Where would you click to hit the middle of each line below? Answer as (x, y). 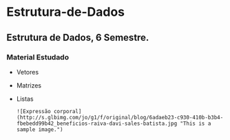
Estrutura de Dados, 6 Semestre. (78, 38)
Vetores (28, 72)
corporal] (67, 111)
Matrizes (29, 85)
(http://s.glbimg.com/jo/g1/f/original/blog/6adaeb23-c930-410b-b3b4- (120, 117)
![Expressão (33, 111)
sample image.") (40, 129)
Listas (25, 99)
